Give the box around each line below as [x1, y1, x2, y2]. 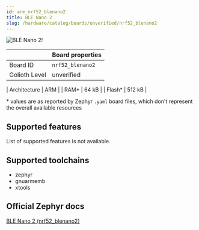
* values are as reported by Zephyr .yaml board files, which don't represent [6, 98, 193, 105]
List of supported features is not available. [6, 138, 111, 145]
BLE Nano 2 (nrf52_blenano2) [6, 217, 80, 225]
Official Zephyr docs [6, 201, 85, 211]
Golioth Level [9, 70, 46, 79]
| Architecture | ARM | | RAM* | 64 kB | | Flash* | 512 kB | [6, 86, 147, 93]
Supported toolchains [6, 155, 90, 166]
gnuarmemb [14, 178, 46, 184]
